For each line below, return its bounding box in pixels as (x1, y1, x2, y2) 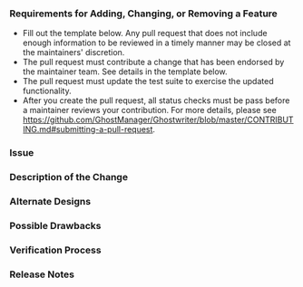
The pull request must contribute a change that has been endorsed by (22, 57, 285, 68)
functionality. (22, 85, 72, 97)
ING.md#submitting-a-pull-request (22, 124, 153, 135)
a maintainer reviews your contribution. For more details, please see (22, 105, 277, 116)
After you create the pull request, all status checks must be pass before (22, 95, 290, 106)
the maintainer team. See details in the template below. (22, 66, 229, 77)
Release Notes (9, 268, 75, 281)
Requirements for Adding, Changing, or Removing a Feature (9, 7, 279, 20)
